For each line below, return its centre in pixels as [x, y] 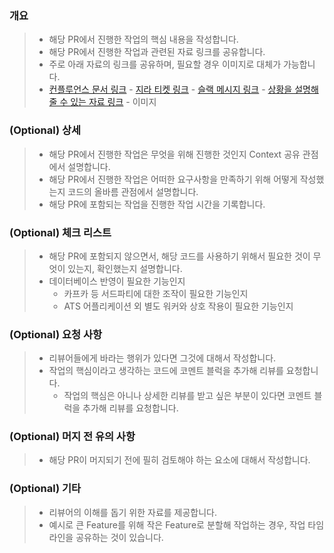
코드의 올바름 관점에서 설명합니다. [133, 191]
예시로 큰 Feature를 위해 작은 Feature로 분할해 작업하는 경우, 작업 [177, 524]
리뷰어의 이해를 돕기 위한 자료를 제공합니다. [133, 512]
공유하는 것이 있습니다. [119, 537]
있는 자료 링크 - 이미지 [113, 102]
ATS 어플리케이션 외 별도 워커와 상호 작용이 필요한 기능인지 [178, 306]
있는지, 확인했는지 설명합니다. [125, 268]
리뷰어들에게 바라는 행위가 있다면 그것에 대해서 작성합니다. [162, 358]
